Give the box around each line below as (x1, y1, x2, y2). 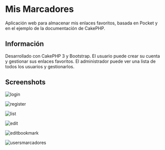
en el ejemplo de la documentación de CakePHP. (5, 25, 106, 31)
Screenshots (5, 78, 46, 87)
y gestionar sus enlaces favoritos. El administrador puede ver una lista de (5, 58, 156, 64)
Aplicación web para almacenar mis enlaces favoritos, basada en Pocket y (5, 20, 158, 26)
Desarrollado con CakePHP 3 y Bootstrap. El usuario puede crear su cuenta (5, 53, 161, 59)
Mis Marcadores (5, 3, 74, 15)
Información (5, 40, 44, 48)
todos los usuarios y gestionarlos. (5, 63, 75, 69)
